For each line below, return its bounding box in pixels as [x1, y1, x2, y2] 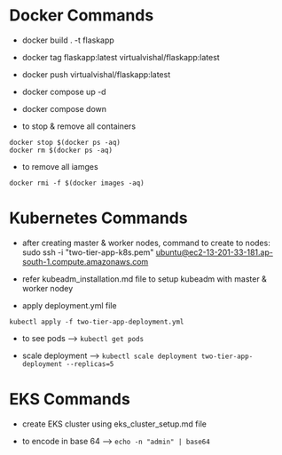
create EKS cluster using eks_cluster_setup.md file [21, 419, 207, 429]
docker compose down [21, 103, 107, 114]
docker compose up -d [21, 86, 106, 97]
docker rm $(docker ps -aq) [9, 146, 114, 155]
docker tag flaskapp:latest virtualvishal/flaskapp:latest [21, 52, 220, 62]
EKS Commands [9, 389, 130, 410]
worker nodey [21, 283, 74, 293]
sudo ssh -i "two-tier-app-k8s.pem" [21, 246, 154, 258]
